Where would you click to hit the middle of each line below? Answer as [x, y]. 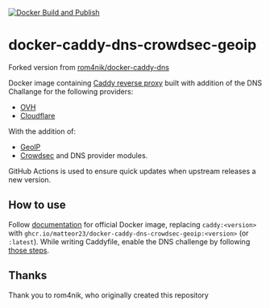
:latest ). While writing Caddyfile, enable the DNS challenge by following [129, 241]
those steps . [29, 250]
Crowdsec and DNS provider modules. [84, 155]
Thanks [28, 275]
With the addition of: [42, 131]
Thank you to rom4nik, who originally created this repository [109, 295]
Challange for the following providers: [71, 91]
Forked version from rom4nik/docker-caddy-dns [89, 67]
